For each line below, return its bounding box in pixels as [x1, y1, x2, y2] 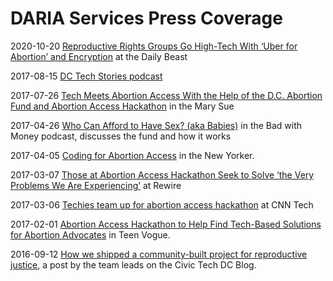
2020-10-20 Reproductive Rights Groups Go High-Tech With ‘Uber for [10, 40, 298, 52]
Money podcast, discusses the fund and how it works [10, 130, 232, 142]
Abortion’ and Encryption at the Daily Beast [10, 50, 188, 62]
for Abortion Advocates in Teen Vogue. [10, 228, 171, 241]
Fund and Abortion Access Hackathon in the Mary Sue [10, 100, 235, 112]
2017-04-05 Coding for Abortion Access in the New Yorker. [10, 149, 255, 161]
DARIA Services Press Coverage [10, 7, 283, 30]
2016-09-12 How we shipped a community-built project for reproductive [10, 248, 308, 260]
